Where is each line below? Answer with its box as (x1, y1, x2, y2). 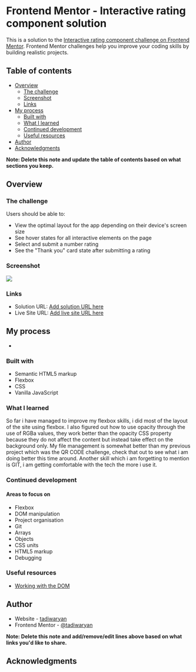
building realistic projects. (6, 48, 69, 56)
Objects (14, 535, 34, 542)
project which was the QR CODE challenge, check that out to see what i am (6, 449, 188, 456)
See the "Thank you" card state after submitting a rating (14, 247, 151, 254)
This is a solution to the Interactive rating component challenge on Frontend (6, 36, 190, 43)
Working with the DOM (14, 582, 70, 589)
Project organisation (14, 516, 64, 524)
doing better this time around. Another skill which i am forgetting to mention (6, 455, 190, 462)
